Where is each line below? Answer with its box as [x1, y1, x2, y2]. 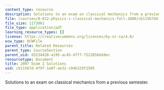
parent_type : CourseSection [5, 48, 62, 53]
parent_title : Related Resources [5, 43, 73, 48]
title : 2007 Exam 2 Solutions [5, 61, 67, 66]
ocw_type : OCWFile [5, 39, 42, 44]
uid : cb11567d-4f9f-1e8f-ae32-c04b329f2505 [5, 66, 95, 71]
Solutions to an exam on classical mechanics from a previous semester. [5, 79, 149, 85]
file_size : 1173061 [5, 20, 45, 26]
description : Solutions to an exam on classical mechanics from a [5, 12, 143, 17]
